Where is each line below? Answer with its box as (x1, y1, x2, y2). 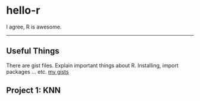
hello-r (6, 4, 40, 17)
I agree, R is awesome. (6, 23, 62, 30)
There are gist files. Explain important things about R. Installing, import (6, 62, 179, 69)
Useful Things (6, 46, 60, 56)
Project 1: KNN (6, 86, 61, 96)
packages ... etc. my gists (6, 68, 69, 75)
